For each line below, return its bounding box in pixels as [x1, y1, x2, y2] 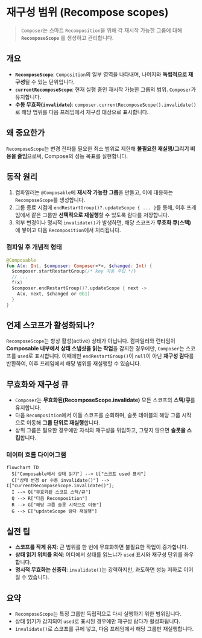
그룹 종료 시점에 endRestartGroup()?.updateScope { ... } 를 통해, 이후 [14, 204, 186, 211]
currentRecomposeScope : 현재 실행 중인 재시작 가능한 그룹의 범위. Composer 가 [14, 86, 196, 93]
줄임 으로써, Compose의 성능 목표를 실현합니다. [17, 152, 128, 160]
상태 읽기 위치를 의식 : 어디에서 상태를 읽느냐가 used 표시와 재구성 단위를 [14, 551, 183, 558]
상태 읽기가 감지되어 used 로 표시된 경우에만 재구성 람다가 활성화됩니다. [14, 617, 181, 625]
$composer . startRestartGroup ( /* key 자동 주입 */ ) [11, 268, 137, 274]
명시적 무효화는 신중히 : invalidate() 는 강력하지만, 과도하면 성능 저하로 [14, 566, 183, 573]
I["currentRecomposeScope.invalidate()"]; [6, 483, 115, 489]
